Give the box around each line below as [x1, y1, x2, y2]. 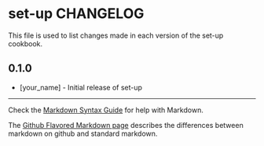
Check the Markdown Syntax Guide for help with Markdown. [8, 105, 204, 115]
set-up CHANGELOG [8, 5, 145, 23]
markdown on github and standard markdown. [8, 129, 158, 138]
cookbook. [8, 38, 43, 48]
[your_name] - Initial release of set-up [19, 82, 143, 92]
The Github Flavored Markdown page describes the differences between [8, 120, 244, 130]
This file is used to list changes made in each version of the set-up [8, 31, 224, 40]
